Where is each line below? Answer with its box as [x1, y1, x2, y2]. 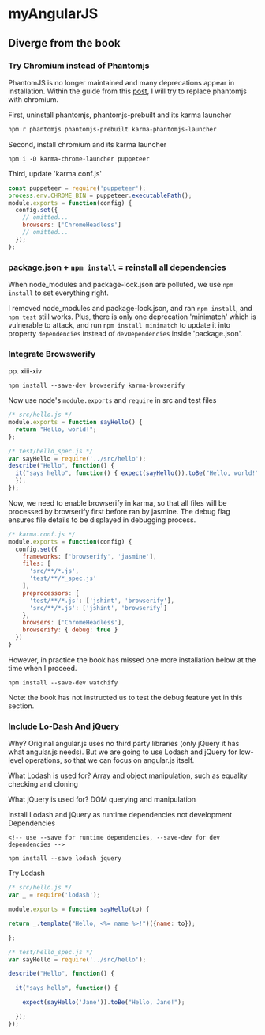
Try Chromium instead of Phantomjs [8, 60, 150, 71]
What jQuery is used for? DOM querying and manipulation [8, 794, 196, 804]
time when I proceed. [8, 663, 77, 673]
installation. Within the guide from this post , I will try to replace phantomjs [8, 86, 247, 96]
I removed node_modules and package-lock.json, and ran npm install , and [8, 303, 252, 313]
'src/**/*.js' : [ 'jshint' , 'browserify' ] [28, 604, 168, 612]
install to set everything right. [8, 288, 109, 298]
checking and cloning [8, 779, 79, 789]
